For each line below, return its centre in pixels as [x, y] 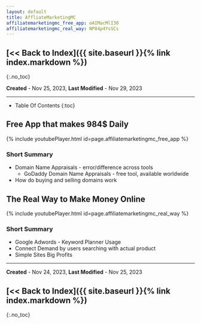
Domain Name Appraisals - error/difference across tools [84, 167]
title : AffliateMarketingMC [41, 17]
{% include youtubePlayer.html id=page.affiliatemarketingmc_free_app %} [98, 139]
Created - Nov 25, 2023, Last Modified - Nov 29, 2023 [74, 88]
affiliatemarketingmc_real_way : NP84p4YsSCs [63, 28]
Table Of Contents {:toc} [45, 106]
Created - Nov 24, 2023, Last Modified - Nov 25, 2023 [74, 272]
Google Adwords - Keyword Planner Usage [68, 242]
